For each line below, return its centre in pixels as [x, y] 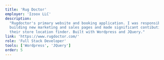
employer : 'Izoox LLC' [28, 14]
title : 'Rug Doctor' [26, 9]
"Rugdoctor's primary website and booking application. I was [74, 23]
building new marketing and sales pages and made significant [74, 28]
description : [18, 18]
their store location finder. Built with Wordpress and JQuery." [77, 32]
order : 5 [14, 50]
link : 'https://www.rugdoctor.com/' [42, 37]
